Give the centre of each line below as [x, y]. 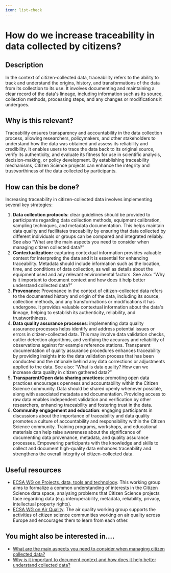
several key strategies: [29, 205]
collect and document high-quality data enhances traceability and [82, 449]
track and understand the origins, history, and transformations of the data [82, 83]
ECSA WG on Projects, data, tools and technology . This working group [87, 482]
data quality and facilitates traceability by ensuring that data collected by [89, 231]
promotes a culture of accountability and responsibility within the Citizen [89, 421]
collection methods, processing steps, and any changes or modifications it [84, 99]
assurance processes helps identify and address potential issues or [83, 329]
